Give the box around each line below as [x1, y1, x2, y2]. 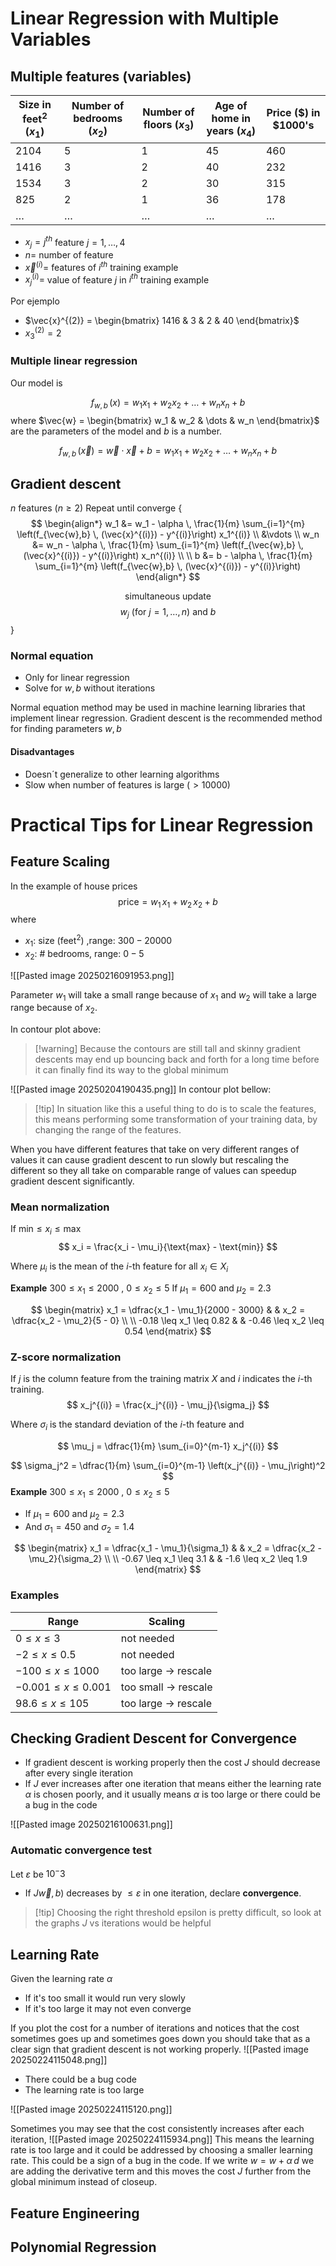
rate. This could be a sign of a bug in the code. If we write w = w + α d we [10, 2155, 315, 2167]
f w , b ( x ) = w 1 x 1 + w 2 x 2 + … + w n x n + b [90, 396, 246, 411]
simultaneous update [124, 590, 212, 602]
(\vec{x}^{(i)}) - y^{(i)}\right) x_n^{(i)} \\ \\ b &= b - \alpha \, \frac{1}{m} [23, 550, 313, 562]
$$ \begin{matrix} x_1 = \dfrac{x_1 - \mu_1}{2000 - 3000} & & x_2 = [30, 1303, 306, 1316]
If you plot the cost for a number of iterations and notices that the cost [10, 2022, 300, 2034]
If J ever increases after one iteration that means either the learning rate [24, 1778, 322, 1790]
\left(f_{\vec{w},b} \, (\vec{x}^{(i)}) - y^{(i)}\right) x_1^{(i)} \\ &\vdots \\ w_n [16, 528, 320, 541]
